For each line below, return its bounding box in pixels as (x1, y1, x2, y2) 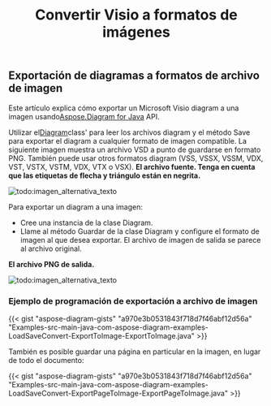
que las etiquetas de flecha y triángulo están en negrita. (8, 171, 201, 180)
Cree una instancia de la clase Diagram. (19, 218, 153, 227)
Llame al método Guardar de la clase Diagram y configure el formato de (19, 226, 260, 236)
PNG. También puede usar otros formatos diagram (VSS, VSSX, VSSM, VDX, (8, 153, 264, 163)
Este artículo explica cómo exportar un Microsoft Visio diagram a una (8, 103, 239, 113)
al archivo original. (19, 244, 83, 253)
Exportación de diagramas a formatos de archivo (8, 69, 260, 83)
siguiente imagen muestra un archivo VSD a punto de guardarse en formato (8, 145, 261, 154)
